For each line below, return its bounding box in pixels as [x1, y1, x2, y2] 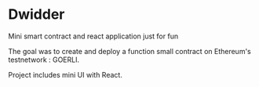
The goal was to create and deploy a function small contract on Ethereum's [8, 46, 251, 56]
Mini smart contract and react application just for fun [8, 31, 179, 41]
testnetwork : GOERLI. [8, 55, 80, 64]
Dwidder [8, 5, 65, 24]
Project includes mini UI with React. [8, 70, 123, 79]
